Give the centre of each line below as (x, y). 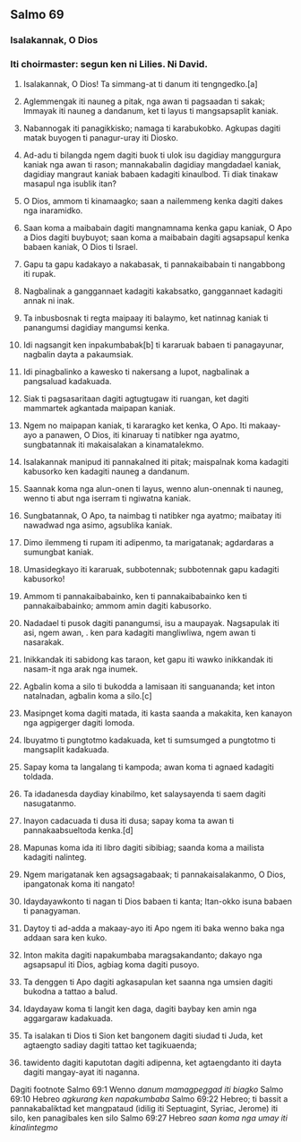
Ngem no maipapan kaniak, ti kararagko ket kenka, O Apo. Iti (135, 425)
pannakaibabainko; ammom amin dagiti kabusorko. (117, 605)
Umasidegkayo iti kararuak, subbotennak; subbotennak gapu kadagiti (151, 569)
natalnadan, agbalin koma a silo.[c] (87, 696)
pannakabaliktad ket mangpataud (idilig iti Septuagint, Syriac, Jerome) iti (144, 1108)
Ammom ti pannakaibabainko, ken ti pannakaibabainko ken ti (135, 596)
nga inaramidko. (53, 210)
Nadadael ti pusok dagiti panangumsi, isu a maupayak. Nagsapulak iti (151, 623)
